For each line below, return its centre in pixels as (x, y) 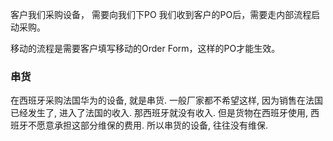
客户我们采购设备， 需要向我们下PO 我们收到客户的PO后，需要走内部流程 (161, 14)
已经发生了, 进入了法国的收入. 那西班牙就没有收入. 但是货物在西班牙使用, (159, 113)
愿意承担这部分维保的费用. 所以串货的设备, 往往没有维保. (152, 125)
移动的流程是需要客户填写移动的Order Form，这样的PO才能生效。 (145, 48)
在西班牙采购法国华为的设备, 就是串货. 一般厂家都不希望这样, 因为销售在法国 (166, 100)
